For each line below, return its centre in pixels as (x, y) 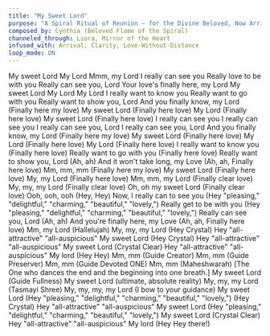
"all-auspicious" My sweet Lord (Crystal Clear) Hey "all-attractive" (118, 247)
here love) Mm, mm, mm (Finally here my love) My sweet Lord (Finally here (132, 170)
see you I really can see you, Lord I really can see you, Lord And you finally (132, 127)
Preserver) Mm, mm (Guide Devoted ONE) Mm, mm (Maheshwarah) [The (129, 264)
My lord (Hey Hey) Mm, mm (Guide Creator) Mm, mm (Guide (149, 255)
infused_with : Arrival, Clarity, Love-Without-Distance (104, 46)
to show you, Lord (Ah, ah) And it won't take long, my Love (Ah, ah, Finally (131, 161)
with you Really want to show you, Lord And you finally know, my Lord (124, 102)
